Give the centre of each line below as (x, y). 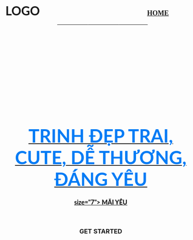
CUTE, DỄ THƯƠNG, (101, 157)
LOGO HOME (87, 10)
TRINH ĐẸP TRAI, (101, 136)
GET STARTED (101, 231)
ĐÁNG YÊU (101, 179)
